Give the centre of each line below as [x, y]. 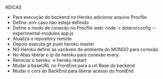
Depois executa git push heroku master [53, 44]
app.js [67, 33]
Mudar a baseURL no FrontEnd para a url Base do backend [74, 66]
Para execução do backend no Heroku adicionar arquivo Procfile [80, 17]
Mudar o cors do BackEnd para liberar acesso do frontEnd [73, 71]
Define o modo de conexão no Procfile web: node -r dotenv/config [82, 28]
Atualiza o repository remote [42, 38]
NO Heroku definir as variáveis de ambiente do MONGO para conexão [85, 49]
